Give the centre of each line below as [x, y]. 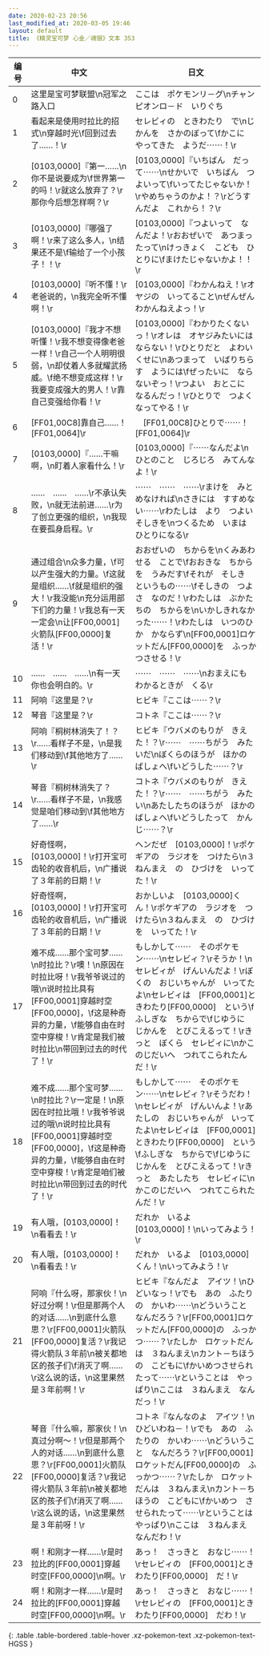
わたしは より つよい [209, 511]
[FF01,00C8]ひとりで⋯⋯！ [196, 423]
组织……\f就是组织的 [77, 586]
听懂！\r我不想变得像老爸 [78, 341]
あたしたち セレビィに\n [207, 1178]
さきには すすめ [215, 499]
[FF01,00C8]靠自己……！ [79, 423]
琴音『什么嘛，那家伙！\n [79, 1429]
